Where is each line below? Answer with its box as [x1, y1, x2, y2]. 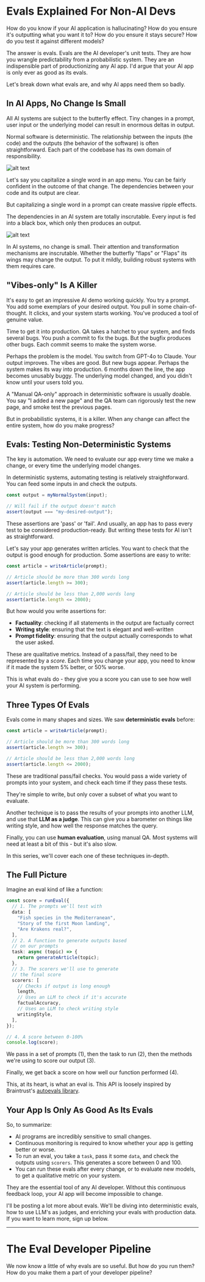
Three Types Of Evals [6, 700, 90, 710]
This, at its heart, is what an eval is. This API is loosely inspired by [6, 1080, 171, 1088]
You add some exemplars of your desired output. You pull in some [6, 302, 172, 310]
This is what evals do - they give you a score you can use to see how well [6, 675, 192, 683]
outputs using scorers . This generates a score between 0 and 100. [15, 1159, 182, 1167]
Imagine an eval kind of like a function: [6, 886, 103, 893]
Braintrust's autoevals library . [6, 1087, 81, 1094]
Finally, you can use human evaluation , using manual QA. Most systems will [6, 833, 198, 841]
